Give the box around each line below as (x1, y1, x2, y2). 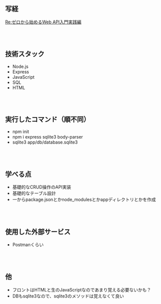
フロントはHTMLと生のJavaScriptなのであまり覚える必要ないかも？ (12, 287, 152, 293)
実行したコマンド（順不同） (5, 115, 90, 124)
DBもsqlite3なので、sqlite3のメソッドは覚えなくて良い (12, 293, 124, 299)
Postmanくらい (12, 242, 44, 248)
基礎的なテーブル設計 (12, 190, 56, 196)
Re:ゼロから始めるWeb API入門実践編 (5, 19, 82, 25)
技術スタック (5, 50, 45, 58)
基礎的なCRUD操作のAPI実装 (12, 184, 71, 190)
